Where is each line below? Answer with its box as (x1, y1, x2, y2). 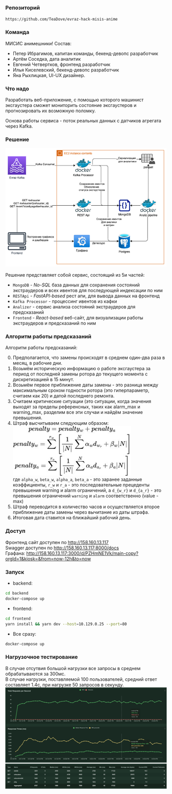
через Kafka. (5, 123, 33, 129)
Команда (5, 29, 30, 36)
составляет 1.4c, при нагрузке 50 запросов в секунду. (5, 681, 124, 688)
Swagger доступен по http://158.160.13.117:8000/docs (5, 545, 119, 551)
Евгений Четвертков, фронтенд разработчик (12, 61, 111, 67)
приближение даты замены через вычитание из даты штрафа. (12, 509, 149, 515)
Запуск (5, 568, 25, 575)
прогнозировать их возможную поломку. (5, 107, 96, 114)
